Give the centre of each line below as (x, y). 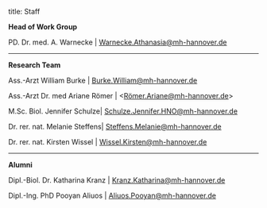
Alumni (21, 165)
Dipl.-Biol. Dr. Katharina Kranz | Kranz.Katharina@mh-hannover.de (117, 180)
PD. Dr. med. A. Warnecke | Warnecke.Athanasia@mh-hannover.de (118, 42)
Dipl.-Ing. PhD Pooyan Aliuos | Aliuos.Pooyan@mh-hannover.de (112, 195)
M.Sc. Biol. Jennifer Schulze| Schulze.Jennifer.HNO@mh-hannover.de (123, 111)
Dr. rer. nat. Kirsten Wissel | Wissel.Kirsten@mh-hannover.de (108, 142)
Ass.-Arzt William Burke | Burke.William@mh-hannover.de (103, 80)
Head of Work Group (43, 27)
